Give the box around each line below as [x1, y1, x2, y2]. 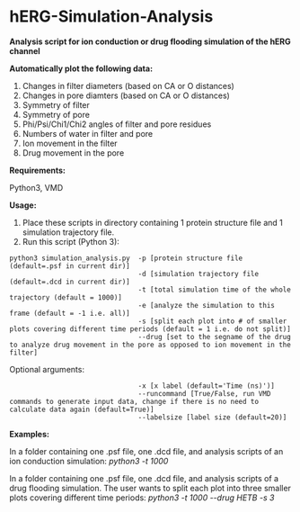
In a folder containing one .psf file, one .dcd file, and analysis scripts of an [9, 445, 284, 456]
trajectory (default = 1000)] [9, 292, 123, 302]
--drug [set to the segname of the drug [137, 332, 292, 341]
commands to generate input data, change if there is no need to [9, 397, 259, 406]
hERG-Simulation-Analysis [9, 6, 214, 27]
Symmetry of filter [22, 99, 90, 110]
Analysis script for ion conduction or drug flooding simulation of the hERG [9, 36, 292, 47]
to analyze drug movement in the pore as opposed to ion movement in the [9, 340, 292, 349]
